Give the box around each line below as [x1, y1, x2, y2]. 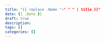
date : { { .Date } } [5, 12, 42, 16]
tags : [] [5, 25, 23, 30]
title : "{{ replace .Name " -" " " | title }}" [5, 7, 101, 12]
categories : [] [5, 29, 36, 34]
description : [5, 20, 31, 26]
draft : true [5, 16, 29, 21]
